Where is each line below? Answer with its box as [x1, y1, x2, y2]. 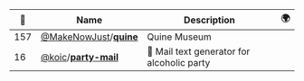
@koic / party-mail [40, 51, 119, 63]
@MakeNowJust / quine [40, 31, 138, 43]
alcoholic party [147, 57, 211, 68]
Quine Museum [147, 31, 213, 43]
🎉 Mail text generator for [147, 45, 251, 58]
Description [184, 13, 235, 26]
